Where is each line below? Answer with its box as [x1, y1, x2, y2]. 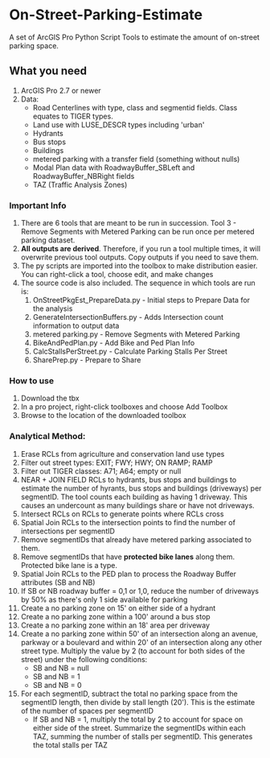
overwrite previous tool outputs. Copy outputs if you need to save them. [20, 252, 260, 263]
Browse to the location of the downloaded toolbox [20, 411, 187, 420]
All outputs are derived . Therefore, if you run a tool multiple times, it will [20, 244, 260, 254]
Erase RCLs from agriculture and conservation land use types [20, 449, 225, 458]
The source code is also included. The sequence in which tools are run [20, 278, 256, 288]
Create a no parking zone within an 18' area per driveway [20, 620, 211, 630]
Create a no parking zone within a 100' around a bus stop [20, 611, 211, 621]
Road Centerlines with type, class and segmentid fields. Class [32, 102, 238, 112]
